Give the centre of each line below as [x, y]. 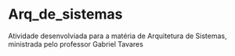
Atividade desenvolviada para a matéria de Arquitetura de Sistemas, [117, 36]
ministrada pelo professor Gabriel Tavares [76, 44]
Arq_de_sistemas [65, 14]
